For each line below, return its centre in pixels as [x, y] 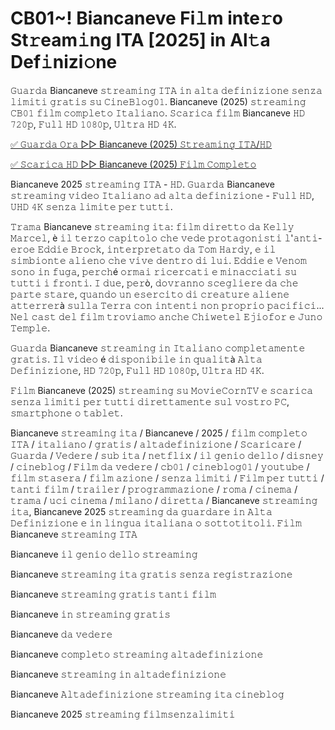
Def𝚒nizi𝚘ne [64, 62]
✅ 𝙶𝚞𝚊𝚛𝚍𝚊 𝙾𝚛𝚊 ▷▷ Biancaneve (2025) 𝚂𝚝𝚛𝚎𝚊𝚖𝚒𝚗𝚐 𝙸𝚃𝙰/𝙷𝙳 [141, 144]
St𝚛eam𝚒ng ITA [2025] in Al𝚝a [140, 40]
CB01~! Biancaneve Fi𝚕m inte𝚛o [146, 18]
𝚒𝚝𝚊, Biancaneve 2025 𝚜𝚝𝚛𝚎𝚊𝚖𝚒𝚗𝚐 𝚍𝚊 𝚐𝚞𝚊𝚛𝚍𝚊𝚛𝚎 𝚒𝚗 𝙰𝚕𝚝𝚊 [141, 511]
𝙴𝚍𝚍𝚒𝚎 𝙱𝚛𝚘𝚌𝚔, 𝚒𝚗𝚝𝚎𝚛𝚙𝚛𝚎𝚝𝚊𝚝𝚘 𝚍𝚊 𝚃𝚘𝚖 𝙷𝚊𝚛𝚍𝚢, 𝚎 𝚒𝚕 [157, 249]
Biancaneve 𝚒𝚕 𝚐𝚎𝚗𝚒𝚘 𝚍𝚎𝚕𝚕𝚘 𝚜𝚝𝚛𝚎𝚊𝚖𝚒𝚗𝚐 [104, 554]
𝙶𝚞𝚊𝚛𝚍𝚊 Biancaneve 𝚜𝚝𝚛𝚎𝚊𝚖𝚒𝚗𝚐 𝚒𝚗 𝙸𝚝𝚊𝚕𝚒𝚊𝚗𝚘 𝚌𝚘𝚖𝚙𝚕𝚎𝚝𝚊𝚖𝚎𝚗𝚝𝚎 [158, 348]
